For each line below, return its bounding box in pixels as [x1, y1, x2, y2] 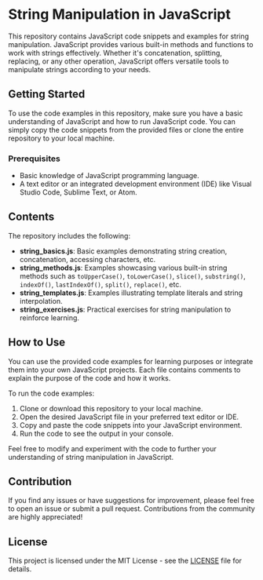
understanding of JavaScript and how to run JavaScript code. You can [8, 116, 236, 126]
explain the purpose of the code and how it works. [8, 373, 171, 382]
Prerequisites [8, 153, 60, 164]
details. [8, 564, 32, 574]
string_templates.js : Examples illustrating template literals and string [19, 288, 243, 297]
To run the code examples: [8, 388, 95, 398]
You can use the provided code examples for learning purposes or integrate [8, 356, 254, 366]
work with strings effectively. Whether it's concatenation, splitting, [8, 48, 222, 57]
